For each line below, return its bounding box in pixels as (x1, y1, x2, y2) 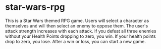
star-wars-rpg (5, 1, 65, 13)
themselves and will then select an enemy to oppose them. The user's (5, 23, 148, 28)
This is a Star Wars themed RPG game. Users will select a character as (5, 18, 149, 24)
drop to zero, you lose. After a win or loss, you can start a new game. (5, 38, 146, 44)
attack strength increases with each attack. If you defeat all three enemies (5, 28, 157, 34)
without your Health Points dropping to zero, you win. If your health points (5, 33, 156, 39)
